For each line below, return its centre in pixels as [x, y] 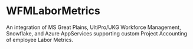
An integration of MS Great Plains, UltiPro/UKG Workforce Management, [94, 27]
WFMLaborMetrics [53, 11]
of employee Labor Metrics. [40, 40]
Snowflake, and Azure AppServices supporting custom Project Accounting [97, 33]
